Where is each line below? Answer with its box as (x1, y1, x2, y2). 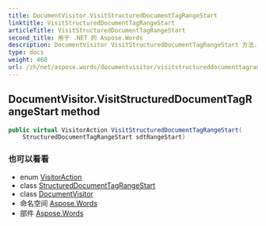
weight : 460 (8, 56, 47, 64)
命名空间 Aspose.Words (19, 198, 97, 208)
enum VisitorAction (19, 172, 82, 182)
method (60, 105, 101, 119)
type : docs (8, 48, 44, 56)
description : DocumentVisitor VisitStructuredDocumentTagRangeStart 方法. (8, 41, 258, 49)
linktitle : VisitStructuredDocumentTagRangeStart (8, 19, 176, 27)
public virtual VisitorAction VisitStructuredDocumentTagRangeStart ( (8, 126, 243, 134)
